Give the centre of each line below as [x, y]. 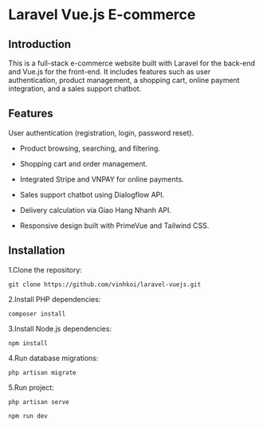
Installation [37, 251]
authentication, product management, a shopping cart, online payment [124, 80]
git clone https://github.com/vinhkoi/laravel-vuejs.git [105, 285]
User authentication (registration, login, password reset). [101, 132]
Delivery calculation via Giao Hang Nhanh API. [96, 210]
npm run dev [28, 416]
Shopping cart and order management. [84, 163]
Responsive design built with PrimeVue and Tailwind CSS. [114, 226]
